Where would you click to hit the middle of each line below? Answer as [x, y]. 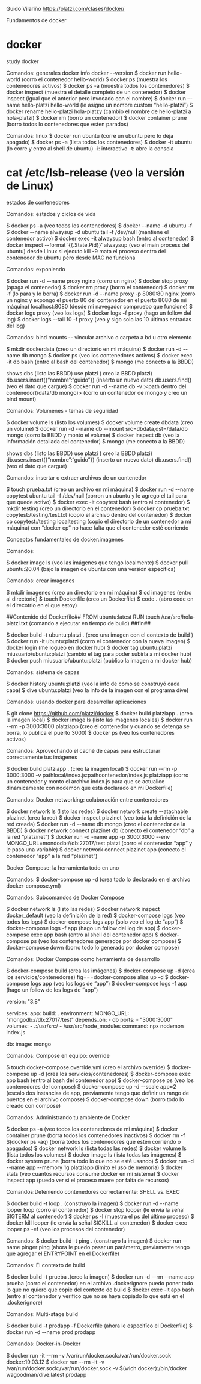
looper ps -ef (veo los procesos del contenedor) [66, 1229]
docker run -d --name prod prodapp [51, 1332]
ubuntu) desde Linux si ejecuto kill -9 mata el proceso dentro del [86, 251]
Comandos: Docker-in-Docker [43, 1344]
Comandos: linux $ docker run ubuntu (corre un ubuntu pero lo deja [90, 135]
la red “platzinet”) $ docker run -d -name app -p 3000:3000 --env [88, 836]
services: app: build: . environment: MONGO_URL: [68, 1013]
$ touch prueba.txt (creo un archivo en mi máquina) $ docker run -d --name [100, 489]
